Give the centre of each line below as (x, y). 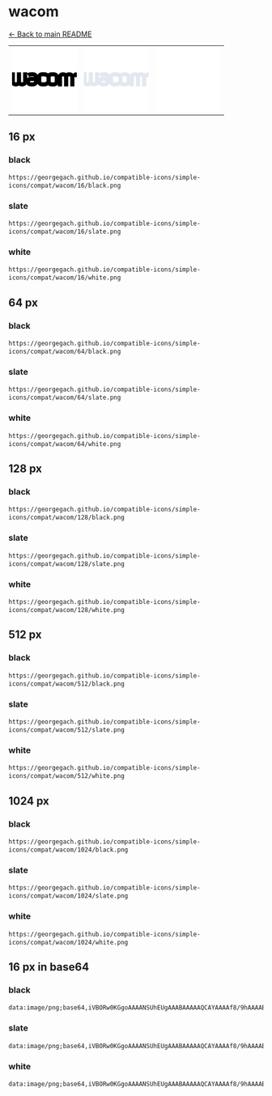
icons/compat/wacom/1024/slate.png (68, 896)
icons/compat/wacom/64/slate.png (65, 398)
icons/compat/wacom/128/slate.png (67, 564)
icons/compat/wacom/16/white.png (65, 278)
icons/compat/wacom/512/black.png (67, 684)
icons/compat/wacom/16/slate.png (65, 232)
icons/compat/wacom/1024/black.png (68, 850)
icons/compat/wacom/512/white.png (67, 776)
